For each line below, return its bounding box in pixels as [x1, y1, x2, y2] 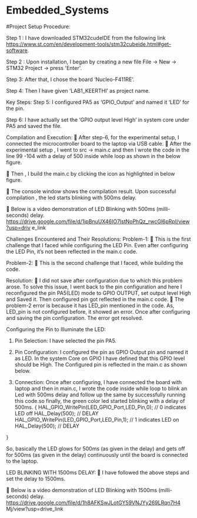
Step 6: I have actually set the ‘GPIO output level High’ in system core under [6, 116, 189, 123]
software [6, 46, 28, 53]
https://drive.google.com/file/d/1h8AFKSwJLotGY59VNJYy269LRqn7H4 [6, 499, 181, 506]
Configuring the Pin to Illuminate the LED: [6, 325, 106, 332]
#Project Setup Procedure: [6, 23, 71, 30]
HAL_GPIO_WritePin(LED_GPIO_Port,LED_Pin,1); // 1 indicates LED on [14, 416, 179, 423]
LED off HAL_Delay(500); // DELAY [14, 409, 99, 417]
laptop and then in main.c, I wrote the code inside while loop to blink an [14, 385, 187, 392]
